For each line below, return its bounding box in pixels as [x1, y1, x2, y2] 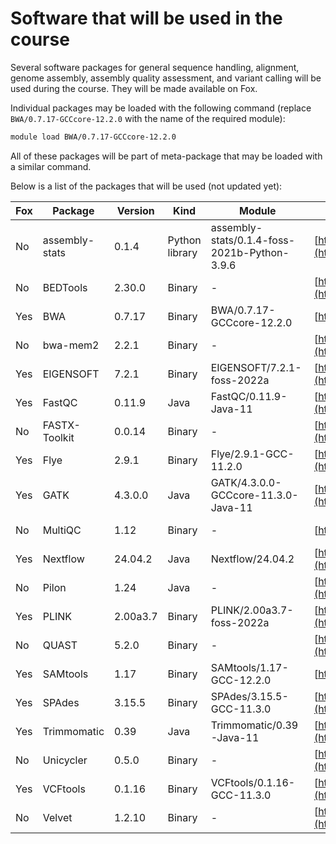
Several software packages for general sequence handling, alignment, [10, 61, 300, 73]
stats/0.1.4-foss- [210, 233, 296, 247]
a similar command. [10, 160, 92, 172]
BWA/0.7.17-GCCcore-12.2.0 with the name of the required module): [10, 112, 286, 124]
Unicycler [42, 753, 88, 767]
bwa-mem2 [42, 338, 100, 352]
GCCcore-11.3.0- [210, 488, 299, 502]
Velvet [42, 810, 73, 824]
